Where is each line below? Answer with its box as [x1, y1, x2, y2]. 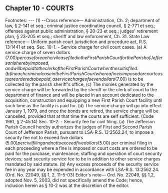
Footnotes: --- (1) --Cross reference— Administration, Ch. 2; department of [5, 17, 160, 23]
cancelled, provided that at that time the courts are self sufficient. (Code [5, 113, 154, 119]
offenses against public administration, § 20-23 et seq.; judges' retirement [5, 28, 158, 34]
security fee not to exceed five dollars [5, 134, 83, 140]
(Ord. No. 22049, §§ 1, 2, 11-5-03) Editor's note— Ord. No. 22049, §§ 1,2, [5, 171, 155, 177]
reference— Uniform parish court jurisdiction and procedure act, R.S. [5, 39, 147, 45]
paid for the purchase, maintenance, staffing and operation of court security [5, 150, 162, 156]
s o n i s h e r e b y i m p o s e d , [5, 60, 50, 66]
